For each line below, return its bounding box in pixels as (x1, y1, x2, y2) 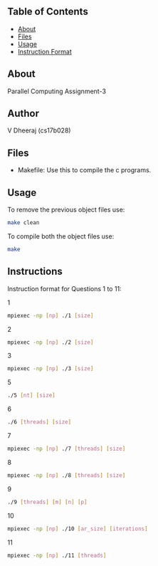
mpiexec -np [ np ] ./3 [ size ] (7, 365, 94, 372)
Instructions (7, 266, 63, 278)
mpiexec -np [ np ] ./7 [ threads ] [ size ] (7, 445, 126, 452)
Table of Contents (7, 6, 89, 18)
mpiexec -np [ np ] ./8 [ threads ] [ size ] (7, 471, 126, 479)
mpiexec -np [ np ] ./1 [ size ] (7, 312, 94, 319)
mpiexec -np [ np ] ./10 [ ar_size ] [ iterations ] (7, 525, 148, 533)
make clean (7, 219, 40, 226)
